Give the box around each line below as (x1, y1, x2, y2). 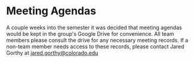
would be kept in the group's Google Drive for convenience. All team (6, 30, 174, 37)
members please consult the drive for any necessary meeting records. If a (6, 36, 189, 44)
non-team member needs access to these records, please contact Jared (6, 43, 184, 50)
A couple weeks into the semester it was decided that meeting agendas (6, 24, 182, 31)
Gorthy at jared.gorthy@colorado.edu (6, 49, 98, 56)
